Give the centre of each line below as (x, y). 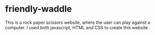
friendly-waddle (39, 9)
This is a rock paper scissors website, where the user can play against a (78, 22)
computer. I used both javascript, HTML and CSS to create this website (77, 27)
